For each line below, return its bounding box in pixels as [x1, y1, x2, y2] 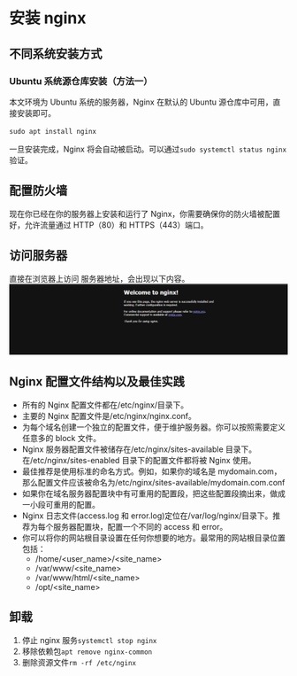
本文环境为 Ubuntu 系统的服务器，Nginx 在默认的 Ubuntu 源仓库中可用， [9, 97, 273, 107]
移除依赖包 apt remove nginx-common [21, 646, 153, 657]
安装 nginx [9, 8, 87, 28]
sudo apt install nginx [9, 127, 97, 136]
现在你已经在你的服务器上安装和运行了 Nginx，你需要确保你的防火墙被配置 [9, 208, 281, 219]
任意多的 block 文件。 [21, 432, 102, 443]
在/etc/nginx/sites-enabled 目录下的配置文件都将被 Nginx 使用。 [21, 455, 256, 465]
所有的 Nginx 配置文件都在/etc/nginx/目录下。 [21, 400, 189, 410]
